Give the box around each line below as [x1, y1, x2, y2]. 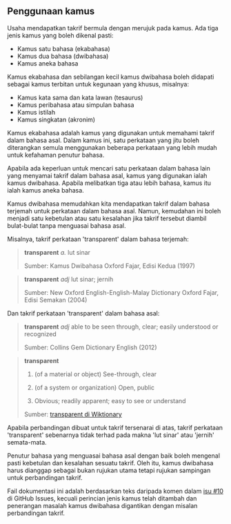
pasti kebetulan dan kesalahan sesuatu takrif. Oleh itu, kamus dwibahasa [7, 458, 214, 467]
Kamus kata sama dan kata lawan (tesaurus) [17, 93, 143, 101]
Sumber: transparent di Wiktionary [23, 410, 122, 418]
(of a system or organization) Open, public [34, 383, 155, 391]
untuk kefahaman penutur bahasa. [7, 151, 105, 159]
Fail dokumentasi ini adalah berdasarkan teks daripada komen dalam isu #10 [7, 487, 224, 495]
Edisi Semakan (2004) [23, 295, 88, 304]
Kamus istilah [17, 108, 56, 116]
